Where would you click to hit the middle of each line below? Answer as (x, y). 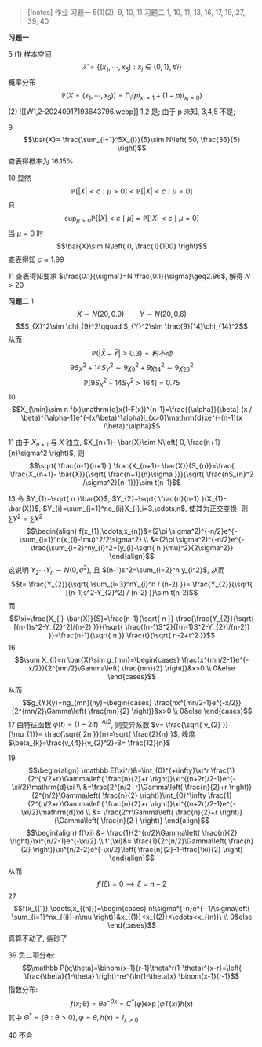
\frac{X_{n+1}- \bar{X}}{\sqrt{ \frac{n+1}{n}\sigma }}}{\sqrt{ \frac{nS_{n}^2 (132, 474)
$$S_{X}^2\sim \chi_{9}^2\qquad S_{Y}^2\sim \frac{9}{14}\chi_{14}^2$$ (132, 326)
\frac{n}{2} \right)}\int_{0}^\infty (154, 795)
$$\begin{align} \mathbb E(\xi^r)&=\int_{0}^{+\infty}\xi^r (119, 770)
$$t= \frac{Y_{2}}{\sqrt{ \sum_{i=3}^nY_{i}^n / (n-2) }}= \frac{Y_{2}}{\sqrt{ (132, 584)
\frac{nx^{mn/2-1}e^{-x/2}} (198, 702)
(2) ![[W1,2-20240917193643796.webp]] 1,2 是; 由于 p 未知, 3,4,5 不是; (122, 111)
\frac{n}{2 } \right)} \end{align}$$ (155, 821)
